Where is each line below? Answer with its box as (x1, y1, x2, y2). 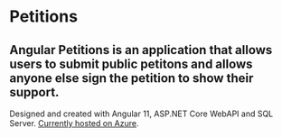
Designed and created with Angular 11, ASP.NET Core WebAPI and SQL (9, 108, 274, 119)
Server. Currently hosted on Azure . (9, 118, 139, 128)
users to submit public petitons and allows (9, 56, 253, 71)
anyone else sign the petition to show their (9, 70, 254, 86)
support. (9, 84, 60, 100)
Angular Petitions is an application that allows (9, 42, 273, 58)
